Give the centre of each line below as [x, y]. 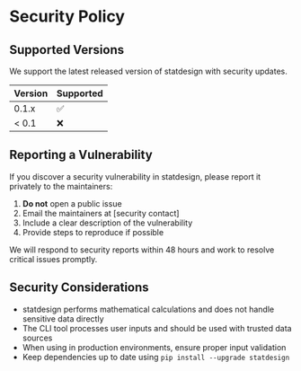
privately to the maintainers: [61, 186]
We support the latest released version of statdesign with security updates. [148, 71]
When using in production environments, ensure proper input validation [154, 347]
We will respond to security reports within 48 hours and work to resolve [142, 250]
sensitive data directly [63, 318]
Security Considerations [80, 288]
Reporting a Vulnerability [81, 155]
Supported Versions [66, 50]
